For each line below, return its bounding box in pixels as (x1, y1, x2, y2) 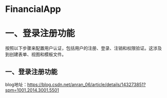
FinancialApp (5, 3, 61, 15)
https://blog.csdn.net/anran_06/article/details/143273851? (27, 81, 146, 88)
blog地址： (5, 81, 27, 88)
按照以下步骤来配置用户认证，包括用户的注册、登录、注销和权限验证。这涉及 (5, 45, 162, 51)
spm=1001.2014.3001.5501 (5, 87, 59, 93)
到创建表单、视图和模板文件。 (5, 51, 66, 58)
